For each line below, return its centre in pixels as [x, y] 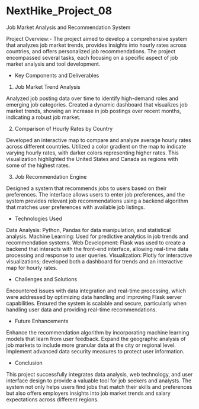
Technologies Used [38, 218]
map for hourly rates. [32, 268]
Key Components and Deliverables [57, 75]
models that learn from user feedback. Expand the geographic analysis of [96, 339]
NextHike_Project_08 [59, 11]
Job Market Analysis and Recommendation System [68, 27]
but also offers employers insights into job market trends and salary [88, 393]
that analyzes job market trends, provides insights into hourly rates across [96, 45]
